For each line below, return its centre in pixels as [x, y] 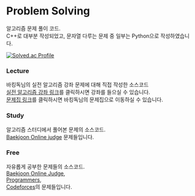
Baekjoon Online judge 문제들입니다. [50, 137]
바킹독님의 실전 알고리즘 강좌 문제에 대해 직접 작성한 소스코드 [77, 85]
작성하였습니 [175, 36]
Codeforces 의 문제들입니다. [39, 186]
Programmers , [24, 180]
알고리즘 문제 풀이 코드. [34, 28]
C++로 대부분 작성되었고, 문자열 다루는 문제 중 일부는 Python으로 [83, 36]
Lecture [18, 71]
